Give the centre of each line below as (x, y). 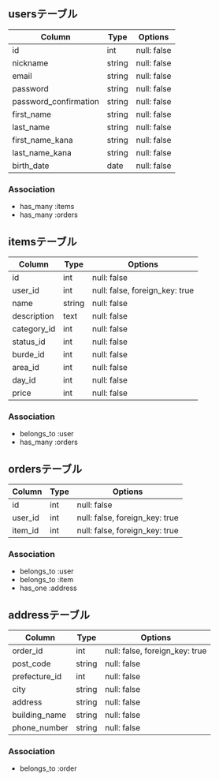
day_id (24, 379)
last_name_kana (42, 152)
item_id (26, 531)
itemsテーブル (43, 242)
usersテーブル (43, 14)
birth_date (31, 166)
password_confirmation (56, 101)
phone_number (40, 728)
